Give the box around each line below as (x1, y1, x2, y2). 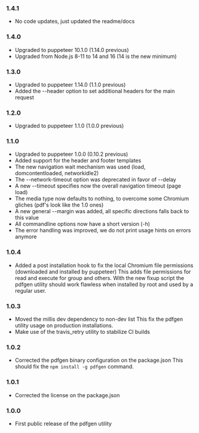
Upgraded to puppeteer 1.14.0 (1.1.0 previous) (14, 81, 126, 88)
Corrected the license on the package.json (14, 391, 120, 398)
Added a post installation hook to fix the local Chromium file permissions (14, 262, 194, 269)
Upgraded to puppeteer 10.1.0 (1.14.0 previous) (14, 46, 130, 53)
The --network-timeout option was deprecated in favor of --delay (14, 176, 176, 183)
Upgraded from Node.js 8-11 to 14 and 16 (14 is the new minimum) (14, 53, 177, 60)
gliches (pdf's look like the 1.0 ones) (14, 201, 104, 208)
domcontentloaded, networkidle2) (14, 170, 99, 177)
